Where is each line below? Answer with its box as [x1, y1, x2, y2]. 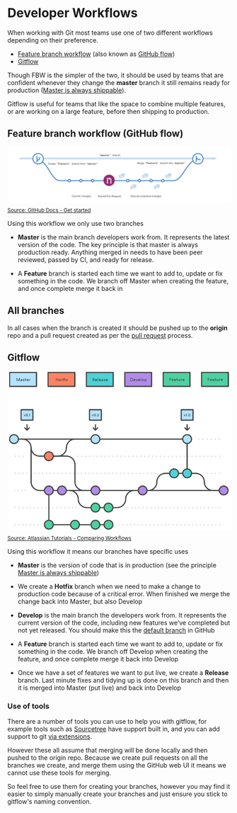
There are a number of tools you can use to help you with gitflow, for [7, 717, 207, 726]
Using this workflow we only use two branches [7, 220, 144, 228]
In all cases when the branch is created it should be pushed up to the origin [7, 324, 228, 332]
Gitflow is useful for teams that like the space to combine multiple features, [7, 99, 226, 108]
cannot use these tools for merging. [7, 768, 112, 777]
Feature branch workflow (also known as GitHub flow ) [17, 50, 175, 58]
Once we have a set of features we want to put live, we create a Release [17, 669, 229, 677]
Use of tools [7, 701, 50, 711]
